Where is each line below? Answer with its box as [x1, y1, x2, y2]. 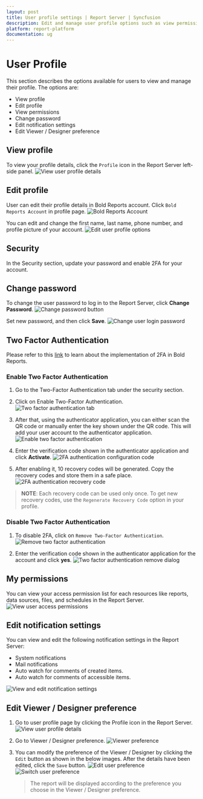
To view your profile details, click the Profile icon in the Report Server [6, 161, 182, 168]
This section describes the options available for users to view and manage [6, 77, 192, 85]
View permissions [14, 108, 60, 116]
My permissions [6, 574, 68, 584]
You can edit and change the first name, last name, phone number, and [6, 219, 183, 227]
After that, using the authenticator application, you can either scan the [14, 416, 190, 423]
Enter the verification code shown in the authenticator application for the [14, 550, 196, 557]
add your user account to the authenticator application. [14, 429, 153, 436]
